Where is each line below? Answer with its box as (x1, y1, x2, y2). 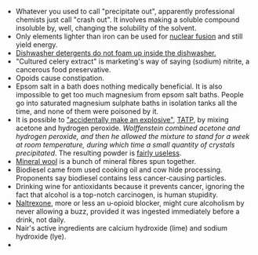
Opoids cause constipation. (15, 74, 104, 82)
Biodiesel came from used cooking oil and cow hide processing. (15, 165, 223, 174)
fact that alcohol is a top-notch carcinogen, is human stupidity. (15, 190, 218, 199)
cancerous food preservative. (15, 65, 111, 74)
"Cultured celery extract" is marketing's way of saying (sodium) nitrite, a (15, 56, 250, 66)
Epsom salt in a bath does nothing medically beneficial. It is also (15, 82, 223, 91)
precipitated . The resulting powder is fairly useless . (15, 148, 182, 158)
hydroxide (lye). (15, 231, 67, 241)
